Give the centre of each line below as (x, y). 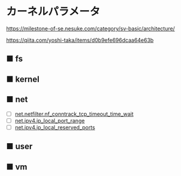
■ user (19, 146)
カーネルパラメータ (53, 12)
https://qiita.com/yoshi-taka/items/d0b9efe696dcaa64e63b (80, 40)
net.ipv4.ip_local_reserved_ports (55, 127)
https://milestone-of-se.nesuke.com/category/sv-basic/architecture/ (90, 28)
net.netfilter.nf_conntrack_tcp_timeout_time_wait (74, 114)
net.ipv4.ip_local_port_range (50, 121)
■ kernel (23, 79)
